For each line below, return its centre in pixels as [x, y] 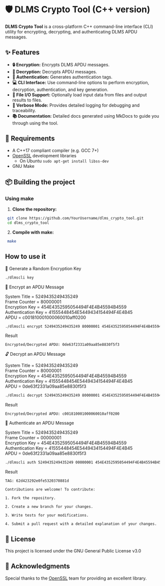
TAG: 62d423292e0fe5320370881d [37, 481]
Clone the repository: [34, 209]
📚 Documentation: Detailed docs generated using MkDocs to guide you [86, 116]
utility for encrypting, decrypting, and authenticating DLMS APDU [71, 31]
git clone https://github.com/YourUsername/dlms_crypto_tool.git [75, 218]
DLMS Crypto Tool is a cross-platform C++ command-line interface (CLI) [79, 26]
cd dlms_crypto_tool [28, 223]
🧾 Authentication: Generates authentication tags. [62, 77]
